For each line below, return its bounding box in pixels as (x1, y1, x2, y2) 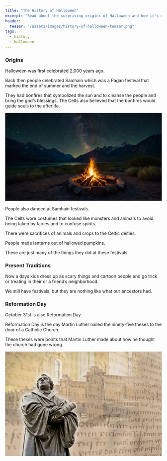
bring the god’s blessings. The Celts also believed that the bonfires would (5, 97, 156, 104)
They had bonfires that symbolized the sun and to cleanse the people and (5, 92, 157, 98)
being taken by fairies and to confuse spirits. (5, 220, 96, 226)
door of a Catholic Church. (5, 327, 60, 333)
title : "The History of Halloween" (5, 8, 79, 13)
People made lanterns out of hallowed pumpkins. (5, 240, 105, 246)
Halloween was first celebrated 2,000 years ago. (5, 68, 105, 74)
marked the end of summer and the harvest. (5, 83, 95, 89)
